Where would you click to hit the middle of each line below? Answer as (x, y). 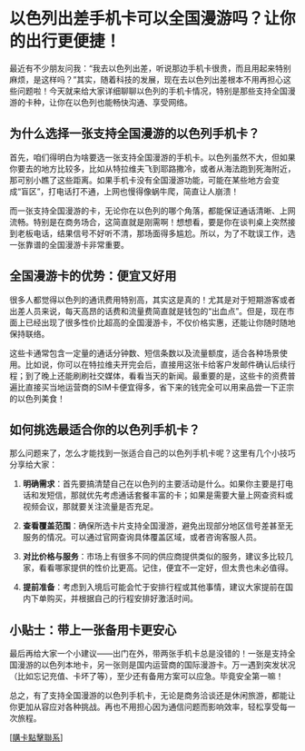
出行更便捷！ (74, 41)
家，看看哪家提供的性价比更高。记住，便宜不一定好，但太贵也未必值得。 (157, 568)
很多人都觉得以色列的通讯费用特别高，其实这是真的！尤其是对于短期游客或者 (152, 300)
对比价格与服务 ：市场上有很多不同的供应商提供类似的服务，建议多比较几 (157, 557)
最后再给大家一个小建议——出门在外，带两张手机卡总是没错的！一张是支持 (148, 654)
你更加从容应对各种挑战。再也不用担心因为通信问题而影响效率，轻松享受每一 (152, 707)
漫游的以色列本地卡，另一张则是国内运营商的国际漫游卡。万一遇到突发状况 (156, 665)
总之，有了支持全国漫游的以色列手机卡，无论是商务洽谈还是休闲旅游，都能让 (152, 696)
